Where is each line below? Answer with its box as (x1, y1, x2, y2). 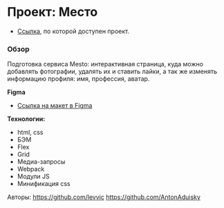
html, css (17, 129, 44, 137)
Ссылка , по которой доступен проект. (17, 27, 130, 35)
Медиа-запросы (17, 158, 66, 166)
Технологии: (7, 115, 46, 123)
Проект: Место (7, 4, 98, 20)
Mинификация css (17, 180, 71, 188)
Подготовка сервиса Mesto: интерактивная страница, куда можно (7, 60, 204, 68)
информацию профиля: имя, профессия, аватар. (7, 75, 150, 83)
